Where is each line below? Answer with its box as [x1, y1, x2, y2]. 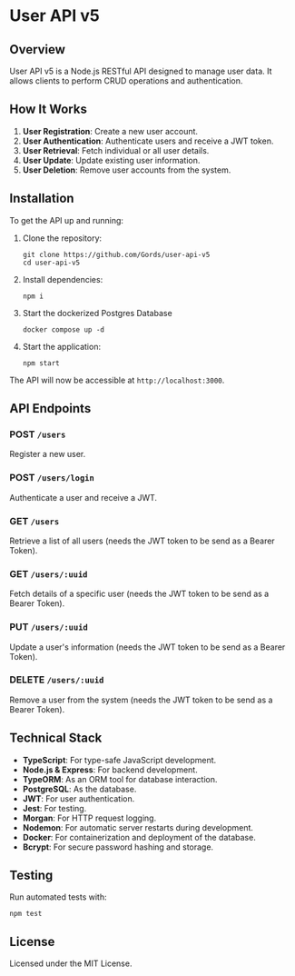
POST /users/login [9, 472, 95, 484]
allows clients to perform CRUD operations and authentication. [9, 75, 243, 86]
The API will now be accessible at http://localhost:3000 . [9, 374, 225, 385]
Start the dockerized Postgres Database [22, 307, 172, 318]
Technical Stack [9, 731, 103, 746]
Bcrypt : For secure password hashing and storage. [22, 842, 214, 852]
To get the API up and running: [9, 214, 124, 225]
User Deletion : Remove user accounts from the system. [22, 164, 231, 175]
